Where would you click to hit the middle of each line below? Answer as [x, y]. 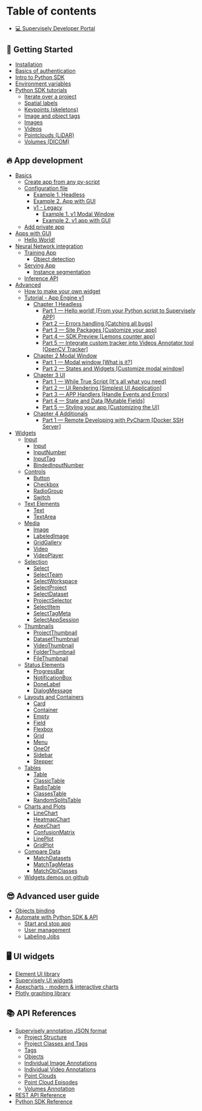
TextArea [45, 516]
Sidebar [43, 755]
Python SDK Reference [44, 1102]
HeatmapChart [52, 819]
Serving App [40, 265]
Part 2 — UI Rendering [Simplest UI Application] [102, 388]
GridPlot [43, 845]
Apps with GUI [33, 233]
